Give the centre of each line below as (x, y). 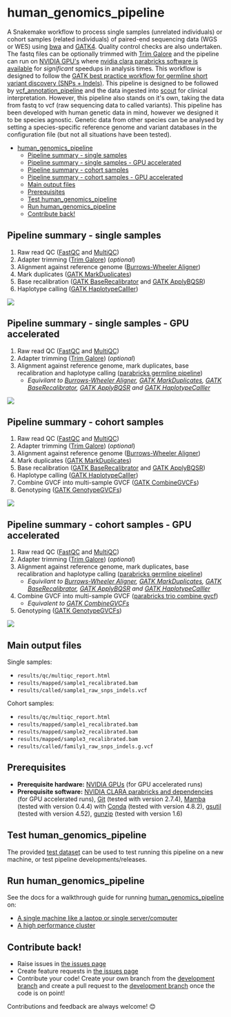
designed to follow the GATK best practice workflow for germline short (108, 76)
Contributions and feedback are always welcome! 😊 (82, 1007)
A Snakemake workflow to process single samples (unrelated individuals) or (115, 32)
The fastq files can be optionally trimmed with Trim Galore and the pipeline (113, 54)
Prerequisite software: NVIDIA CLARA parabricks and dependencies (115, 791)
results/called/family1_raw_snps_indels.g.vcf (85, 747)
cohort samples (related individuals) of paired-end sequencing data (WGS (112, 39)
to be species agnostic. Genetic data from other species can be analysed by (115, 119)
